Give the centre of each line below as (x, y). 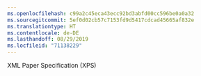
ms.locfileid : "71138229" (45, 46)
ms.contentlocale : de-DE (43, 33)
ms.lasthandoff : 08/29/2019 (48, 39)
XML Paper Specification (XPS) (52, 65)
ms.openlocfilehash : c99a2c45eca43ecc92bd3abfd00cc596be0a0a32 (101, 13)
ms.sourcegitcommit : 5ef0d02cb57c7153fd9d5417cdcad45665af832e (101, 20)
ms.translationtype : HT (42, 26)
